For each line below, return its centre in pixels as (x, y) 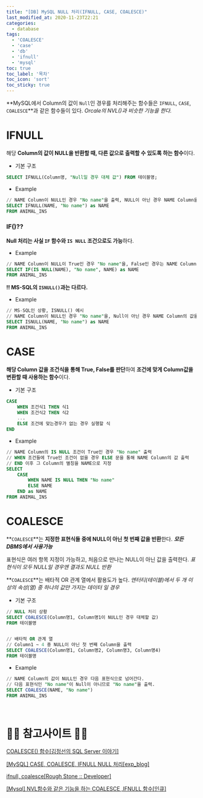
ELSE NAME (40, 486)
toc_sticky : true (28, 85)
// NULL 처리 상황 (27, 612)
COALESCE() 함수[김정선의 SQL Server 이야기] (63, 751)
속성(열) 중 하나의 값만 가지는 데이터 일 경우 (68, 587)
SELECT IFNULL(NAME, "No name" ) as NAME (58, 206)
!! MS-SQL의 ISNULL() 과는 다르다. (47, 288)
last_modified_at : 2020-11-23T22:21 (52, 18)
